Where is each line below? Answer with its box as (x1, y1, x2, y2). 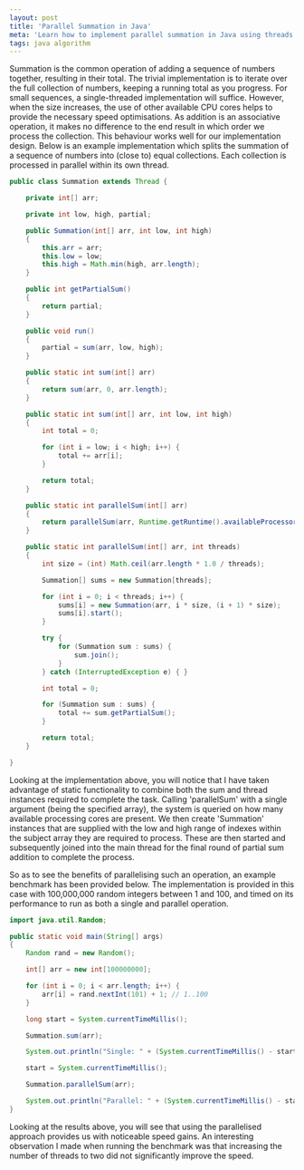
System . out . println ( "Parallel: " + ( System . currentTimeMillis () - (25, 1097, 281, 1106)
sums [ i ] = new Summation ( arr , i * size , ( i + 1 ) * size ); (57, 600, 281, 610)
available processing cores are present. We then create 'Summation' (9, 813, 265, 824)
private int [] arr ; (25, 194, 100, 203)
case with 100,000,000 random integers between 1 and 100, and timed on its (9, 888, 294, 899)
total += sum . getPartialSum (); (57, 709, 176, 718)
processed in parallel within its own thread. (9, 160, 170, 170)
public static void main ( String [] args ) (9, 932, 165, 941)
